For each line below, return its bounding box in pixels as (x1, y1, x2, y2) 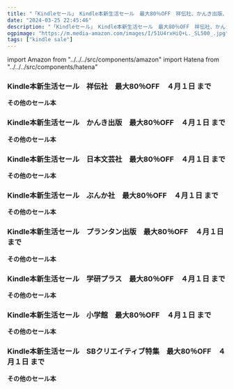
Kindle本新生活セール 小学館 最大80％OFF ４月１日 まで (7, 310, 212, 320)
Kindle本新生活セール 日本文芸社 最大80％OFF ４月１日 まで (7, 154, 226, 164)
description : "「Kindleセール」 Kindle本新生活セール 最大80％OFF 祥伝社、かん (7, 23, 226, 30)
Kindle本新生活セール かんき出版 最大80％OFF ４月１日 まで (7, 118, 226, 128)
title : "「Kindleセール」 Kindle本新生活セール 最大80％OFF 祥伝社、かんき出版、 (7, 10, 228, 17)
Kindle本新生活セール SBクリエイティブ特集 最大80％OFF (7, 346, 212, 356)
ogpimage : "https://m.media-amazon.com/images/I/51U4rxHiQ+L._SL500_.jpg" (7, 29, 229, 37)
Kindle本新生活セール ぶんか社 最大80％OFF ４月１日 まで (7, 190, 219, 200)
